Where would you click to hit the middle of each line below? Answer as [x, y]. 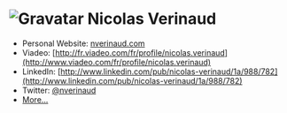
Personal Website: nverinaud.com [83, 43]
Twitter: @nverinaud [59, 90]
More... [35, 99]
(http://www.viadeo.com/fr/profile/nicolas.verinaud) [116, 62]
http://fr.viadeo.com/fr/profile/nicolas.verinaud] [141, 52]
